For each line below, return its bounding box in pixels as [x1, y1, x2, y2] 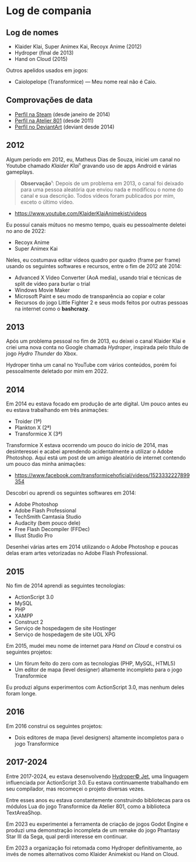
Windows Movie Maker [14, 286, 70, 293]
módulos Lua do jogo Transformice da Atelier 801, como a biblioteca [6, 803, 171, 810]
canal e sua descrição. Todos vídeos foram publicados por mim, [20, 192, 176, 199]
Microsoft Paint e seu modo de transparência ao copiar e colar [14, 292, 166, 300]
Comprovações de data [6, 95, 93, 105]
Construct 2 [14, 618, 44, 626]
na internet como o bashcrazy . [14, 305, 90, 312]
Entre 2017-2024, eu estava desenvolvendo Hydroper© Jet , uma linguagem [6, 773, 189, 780]
